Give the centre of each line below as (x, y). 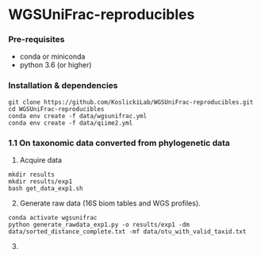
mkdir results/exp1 (40, 182)
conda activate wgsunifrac (53, 218)
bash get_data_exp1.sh (46, 189)
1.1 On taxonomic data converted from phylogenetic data (119, 143)
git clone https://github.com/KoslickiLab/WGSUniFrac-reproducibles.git (131, 102)
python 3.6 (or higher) (56, 65)
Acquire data (40, 160)
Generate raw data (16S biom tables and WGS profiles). (110, 203)
